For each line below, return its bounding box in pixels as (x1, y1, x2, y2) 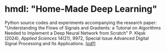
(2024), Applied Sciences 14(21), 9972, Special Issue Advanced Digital (4, 35, 149, 41)
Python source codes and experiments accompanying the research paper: (4, 20, 157, 25)
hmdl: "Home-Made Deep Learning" (4, 3, 158, 15)
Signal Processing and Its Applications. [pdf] (4, 40, 96, 46)
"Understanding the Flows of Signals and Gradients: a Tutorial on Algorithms (4, 25, 161, 30)
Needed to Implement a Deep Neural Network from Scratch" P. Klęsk (4, 30, 146, 36)
